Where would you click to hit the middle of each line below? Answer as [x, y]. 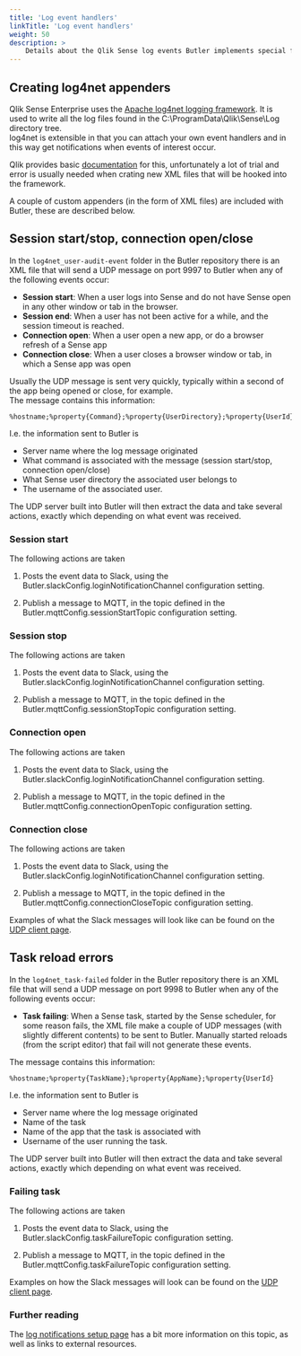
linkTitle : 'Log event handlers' [72, 26]
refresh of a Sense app [64, 344]
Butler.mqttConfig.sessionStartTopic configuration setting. [129, 612]
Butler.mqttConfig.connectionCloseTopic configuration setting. [138, 903]
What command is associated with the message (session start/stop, [147, 460]
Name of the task [54, 1122]
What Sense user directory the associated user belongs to [129, 479]
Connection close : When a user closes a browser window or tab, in [147, 354]
